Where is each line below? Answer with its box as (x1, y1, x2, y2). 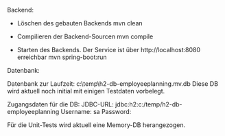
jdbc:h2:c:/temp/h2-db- (115, 100, 183, 109)
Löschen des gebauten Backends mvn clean (16, 19, 143, 27)
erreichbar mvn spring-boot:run (16, 53, 108, 61)
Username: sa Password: (60, 108, 132, 115)
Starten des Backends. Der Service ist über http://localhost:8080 (16, 46, 201, 54)
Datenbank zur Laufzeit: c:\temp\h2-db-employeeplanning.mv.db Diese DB (7, 80, 218, 88)
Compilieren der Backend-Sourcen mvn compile (16, 32, 154, 41)
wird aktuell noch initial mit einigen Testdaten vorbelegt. (7, 87, 165, 95)
